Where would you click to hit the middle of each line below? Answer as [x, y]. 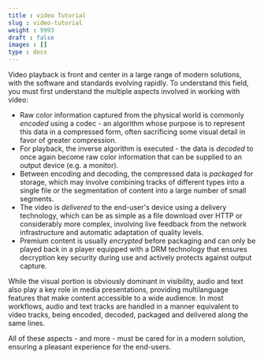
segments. [37, 199]
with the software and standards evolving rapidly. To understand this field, [129, 83]
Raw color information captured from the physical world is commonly [132, 115]
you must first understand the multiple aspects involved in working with [124, 91]
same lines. [27, 323]
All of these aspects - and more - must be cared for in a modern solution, [127, 338]
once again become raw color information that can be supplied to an [131, 157]
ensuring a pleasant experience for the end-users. [90, 347]
